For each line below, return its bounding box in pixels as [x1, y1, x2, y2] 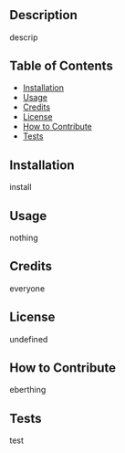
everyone [9, 282, 46, 294]
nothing [9, 232, 38, 244]
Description [9, 7, 78, 23]
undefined [9, 333, 48, 344]
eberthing [9, 385, 47, 395]
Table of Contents [9, 58, 114, 73]
